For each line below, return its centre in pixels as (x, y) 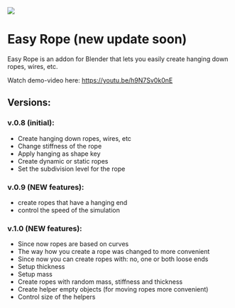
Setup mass (35, 275)
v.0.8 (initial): (31, 123)
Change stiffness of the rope (60, 146)
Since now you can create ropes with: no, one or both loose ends (113, 259)
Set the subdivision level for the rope (71, 169)
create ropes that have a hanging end (72, 202)
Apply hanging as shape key (59, 154)
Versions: (29, 103)
